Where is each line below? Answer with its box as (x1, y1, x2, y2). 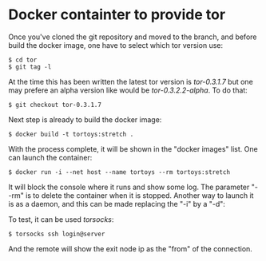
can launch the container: (8, 152, 93, 162)
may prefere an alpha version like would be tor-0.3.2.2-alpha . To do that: (8, 85, 248, 95)
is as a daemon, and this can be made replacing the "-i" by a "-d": (8, 199, 226, 208)
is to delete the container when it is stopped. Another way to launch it (25, 190, 254, 200)
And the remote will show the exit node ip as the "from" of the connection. (8, 243, 253, 253)
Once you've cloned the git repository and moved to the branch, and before (8, 32, 257, 42)
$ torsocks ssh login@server (8, 230, 105, 238)
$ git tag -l (8, 62, 52, 71)
